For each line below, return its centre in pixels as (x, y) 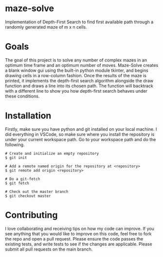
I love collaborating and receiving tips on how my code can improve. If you (80, 228)
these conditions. (22, 96)
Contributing (31, 215)
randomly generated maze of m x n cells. (46, 27)
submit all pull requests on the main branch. (49, 249)
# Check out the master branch (37, 192)
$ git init (16, 158)
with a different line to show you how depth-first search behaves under (76, 91)
